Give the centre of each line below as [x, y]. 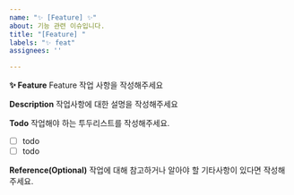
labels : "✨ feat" [43, 42]
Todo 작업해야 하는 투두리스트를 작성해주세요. [90, 123]
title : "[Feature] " [48, 34]
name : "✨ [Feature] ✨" [53, 17]
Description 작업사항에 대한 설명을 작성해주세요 [94, 105]
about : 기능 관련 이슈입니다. [57, 26]
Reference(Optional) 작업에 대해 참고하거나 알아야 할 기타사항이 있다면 [135, 170]
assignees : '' [36, 51]
